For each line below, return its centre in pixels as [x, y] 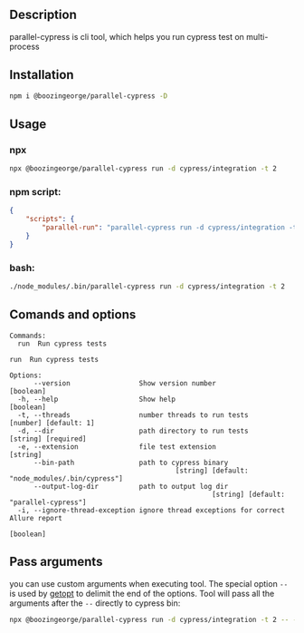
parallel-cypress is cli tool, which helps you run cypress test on [127, 36]
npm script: [35, 191]
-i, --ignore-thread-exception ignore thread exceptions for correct [151, 510]
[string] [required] [48, 439]
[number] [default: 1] [52, 423]
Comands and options [73, 315]
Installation [42, 75]
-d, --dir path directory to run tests [133, 431]
